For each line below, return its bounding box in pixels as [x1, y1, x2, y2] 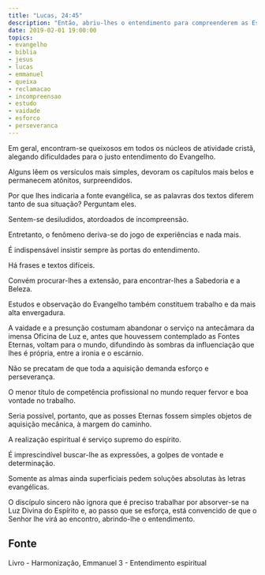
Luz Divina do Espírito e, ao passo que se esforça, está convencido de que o [8, 505, 257, 515]
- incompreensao [8, 92, 62, 100]
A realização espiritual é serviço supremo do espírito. [8, 434, 181, 444]
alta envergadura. [8, 307, 65, 317]
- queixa [8, 77, 37, 85]
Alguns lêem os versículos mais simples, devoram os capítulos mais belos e [8, 167, 255, 176]
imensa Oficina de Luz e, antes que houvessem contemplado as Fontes [8, 331, 241, 340]
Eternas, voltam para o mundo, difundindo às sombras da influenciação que [8, 340, 255, 349]
